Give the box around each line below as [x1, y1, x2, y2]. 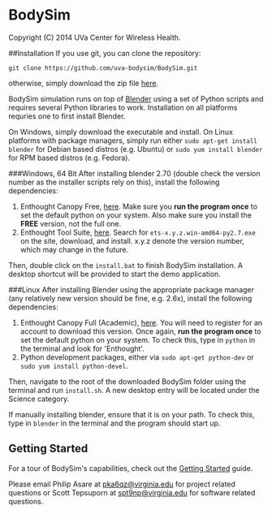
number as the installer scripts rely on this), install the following [8, 177, 220, 187]
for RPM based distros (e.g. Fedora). [8, 153, 131, 162]
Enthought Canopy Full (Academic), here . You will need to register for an [19, 317, 263, 327]
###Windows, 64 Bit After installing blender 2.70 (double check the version [8, 168, 261, 178]
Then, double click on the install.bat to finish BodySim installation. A [8, 260, 244, 270]
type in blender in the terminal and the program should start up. [8, 418, 221, 428]
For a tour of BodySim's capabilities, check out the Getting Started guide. [8, 463, 253, 473]
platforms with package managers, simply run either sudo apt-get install [8, 136, 257, 145]
